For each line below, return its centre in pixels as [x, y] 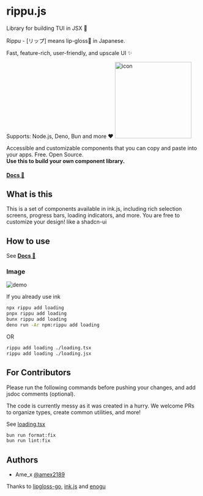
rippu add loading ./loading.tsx [49, 348]
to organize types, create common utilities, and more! [74, 412]
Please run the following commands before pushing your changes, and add [101, 387]
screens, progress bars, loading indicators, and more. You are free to [93, 216]
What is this [30, 194]
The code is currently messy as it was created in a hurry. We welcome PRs [100, 406]
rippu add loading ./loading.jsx [49, 353]
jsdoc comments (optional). [41, 394]
